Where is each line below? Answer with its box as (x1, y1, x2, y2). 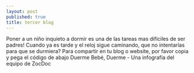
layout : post (6, 8, 38, 15)
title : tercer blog (6, 19, 54, 25)
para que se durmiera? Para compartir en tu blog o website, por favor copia (6, 48, 189, 55)
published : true (6, 14, 46, 20)
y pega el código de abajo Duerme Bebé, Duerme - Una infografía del (6, 54, 175, 61)
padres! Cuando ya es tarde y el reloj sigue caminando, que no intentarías (6, 41, 185, 48)
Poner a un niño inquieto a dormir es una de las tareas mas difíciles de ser (6, 36, 186, 43)
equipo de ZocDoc (6, 60, 51, 67)
